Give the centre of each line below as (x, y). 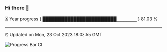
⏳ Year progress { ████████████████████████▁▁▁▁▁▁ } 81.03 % (82, 19)
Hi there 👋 (17, 8)
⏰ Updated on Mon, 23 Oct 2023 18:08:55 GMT (54, 35)
